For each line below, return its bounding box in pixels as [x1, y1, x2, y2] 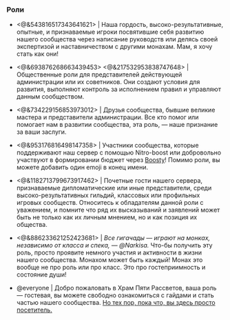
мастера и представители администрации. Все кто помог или [16, 113, 199, 121]
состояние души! [16, 270, 67, 279]
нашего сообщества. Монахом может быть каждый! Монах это [16, 256, 203, 264]
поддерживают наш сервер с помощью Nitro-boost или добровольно [16, 148, 222, 157]
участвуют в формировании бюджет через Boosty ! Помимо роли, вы [16, 156, 221, 164]
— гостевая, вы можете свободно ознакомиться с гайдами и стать [16, 291, 214, 299]
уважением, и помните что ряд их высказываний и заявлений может [16, 206, 220, 214]
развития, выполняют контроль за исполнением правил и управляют [16, 85, 222, 94]
